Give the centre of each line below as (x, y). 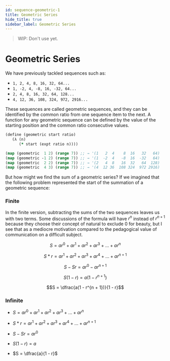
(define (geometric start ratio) (41, 135)
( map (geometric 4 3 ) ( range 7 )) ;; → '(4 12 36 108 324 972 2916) (82, 168)
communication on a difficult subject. (44, 235)
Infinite (14, 300)
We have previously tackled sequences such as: (56, 73)
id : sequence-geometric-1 (32, 10)
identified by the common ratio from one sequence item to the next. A (78, 114)
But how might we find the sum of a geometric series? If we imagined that (82, 177)
